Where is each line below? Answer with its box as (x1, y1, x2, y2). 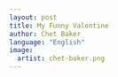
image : (9, 46, 34, 55)
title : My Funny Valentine (9, 21, 109, 30)
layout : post (9, 12, 58, 22)
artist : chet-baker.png (17, 54, 105, 63)
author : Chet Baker (9, 29, 82, 38)
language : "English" (9, 37, 86, 47)
